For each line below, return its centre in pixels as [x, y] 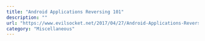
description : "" [27, 17]
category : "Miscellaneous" [41, 29]
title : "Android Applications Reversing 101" [65, 12]
